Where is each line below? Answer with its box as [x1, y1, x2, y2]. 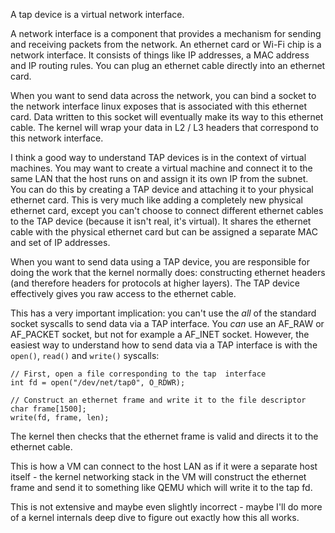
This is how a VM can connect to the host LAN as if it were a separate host [10, 460, 318, 472]
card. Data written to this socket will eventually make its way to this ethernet [10, 111, 324, 123]
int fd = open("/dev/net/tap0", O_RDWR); [10, 378, 186, 388]
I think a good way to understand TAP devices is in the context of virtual [10, 152, 307, 163]
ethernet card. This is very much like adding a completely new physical [10, 194, 303, 206]
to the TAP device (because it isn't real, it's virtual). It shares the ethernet [10, 215, 312, 227]
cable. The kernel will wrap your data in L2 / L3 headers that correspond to [10, 122, 319, 133]
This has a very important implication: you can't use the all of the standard [10, 307, 317, 319]
